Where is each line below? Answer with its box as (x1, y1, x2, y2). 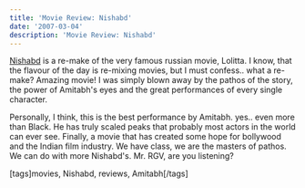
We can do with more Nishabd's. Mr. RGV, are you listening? (9, 151, 234, 162)
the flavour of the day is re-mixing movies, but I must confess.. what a (9, 65, 272, 76)
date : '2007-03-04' (9, 22, 84, 31)
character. (9, 94, 48, 105)
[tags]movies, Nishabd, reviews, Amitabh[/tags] (9, 168, 188, 179)
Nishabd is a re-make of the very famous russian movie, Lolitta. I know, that (9, 56, 293, 67)
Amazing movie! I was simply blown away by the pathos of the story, (36, 75, 293, 86)
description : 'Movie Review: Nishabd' (9, 30, 157, 39)
